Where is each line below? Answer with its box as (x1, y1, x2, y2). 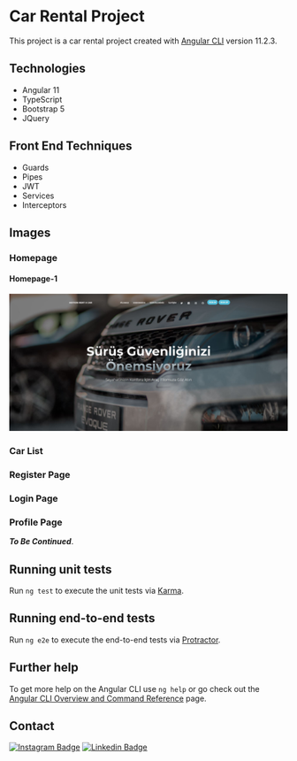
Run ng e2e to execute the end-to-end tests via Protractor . (9, 634, 221, 645)
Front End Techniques (9, 139, 133, 154)
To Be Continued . (9, 536, 74, 547)
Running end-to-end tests (9, 611, 156, 626)
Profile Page (9, 516, 63, 528)
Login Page (9, 492, 59, 504)
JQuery (21, 112, 50, 123)
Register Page (9, 468, 71, 480)
